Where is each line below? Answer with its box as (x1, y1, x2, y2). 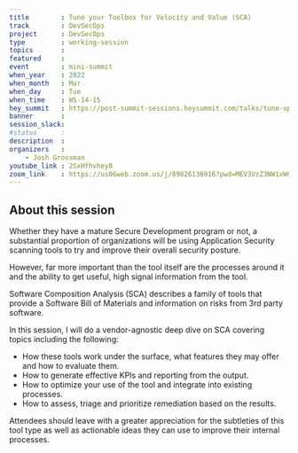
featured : (9, 54, 66, 63)
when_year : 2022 (9, 71, 86, 80)
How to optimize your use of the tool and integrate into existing (21, 379, 253, 390)
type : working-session (9, 37, 129, 47)
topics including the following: (9, 334, 119, 345)
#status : (9, 129, 66, 137)
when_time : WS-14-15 (9, 95, 101, 105)
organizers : (9, 144, 66, 153)
